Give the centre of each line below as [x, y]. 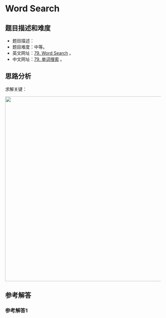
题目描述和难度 [28, 28]
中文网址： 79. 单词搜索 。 [38, 59]
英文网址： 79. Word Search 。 [43, 53]
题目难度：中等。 [30, 47]
